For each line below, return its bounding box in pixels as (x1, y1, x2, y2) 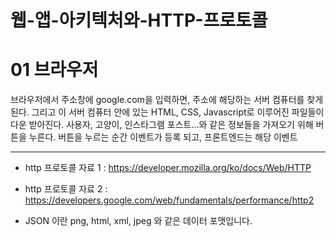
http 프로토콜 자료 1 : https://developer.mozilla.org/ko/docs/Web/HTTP (24, 162, 312, 174)
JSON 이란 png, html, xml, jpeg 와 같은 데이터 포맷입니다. (24, 215, 253, 227)
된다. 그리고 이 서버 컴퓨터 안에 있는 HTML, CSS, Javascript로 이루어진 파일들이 (10, 106, 325, 118)
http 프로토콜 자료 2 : (24, 183, 108, 195)
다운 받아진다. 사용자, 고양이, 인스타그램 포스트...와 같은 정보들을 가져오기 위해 (10, 119, 314, 131)
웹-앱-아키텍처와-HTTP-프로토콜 (10, 9, 268, 32)
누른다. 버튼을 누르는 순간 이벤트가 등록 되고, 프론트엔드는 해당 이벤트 (28, 131, 298, 143)
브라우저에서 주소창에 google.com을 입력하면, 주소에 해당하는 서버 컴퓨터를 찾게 (10, 94, 324, 106)
